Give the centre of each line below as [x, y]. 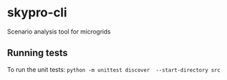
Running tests [38, 53]
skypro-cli [37, 13]
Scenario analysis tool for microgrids [59, 31]
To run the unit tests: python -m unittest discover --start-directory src [114, 69]
